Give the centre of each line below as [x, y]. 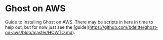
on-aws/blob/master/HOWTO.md [39, 32]
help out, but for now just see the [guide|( [47, 27]
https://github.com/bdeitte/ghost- [124, 27]
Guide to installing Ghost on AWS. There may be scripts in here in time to [79, 22]
